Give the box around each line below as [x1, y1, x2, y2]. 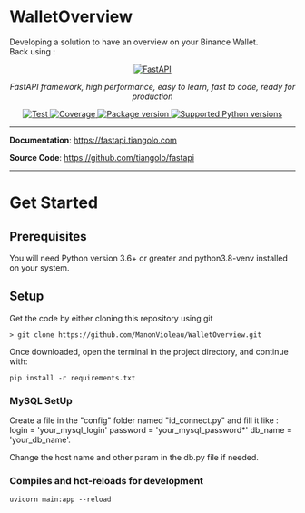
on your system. [9, 261, 70, 273]
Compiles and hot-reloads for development [9, 474, 204, 487]
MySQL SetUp [9, 394, 73, 407]
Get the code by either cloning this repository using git [9, 312, 213, 323]
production [132, 91, 173, 102]
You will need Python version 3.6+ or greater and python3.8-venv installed [9, 252, 289, 263]
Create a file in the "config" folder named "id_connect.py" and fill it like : [9, 415, 279, 426]
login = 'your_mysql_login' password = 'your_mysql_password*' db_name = [9, 425, 292, 436]
